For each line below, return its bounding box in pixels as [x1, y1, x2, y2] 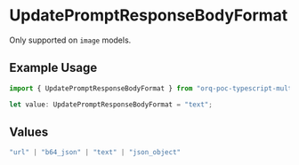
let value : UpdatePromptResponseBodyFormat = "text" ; [9, 99, 214, 109]
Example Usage [9, 60, 98, 75]
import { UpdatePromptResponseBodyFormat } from [9, 83, 193, 93]
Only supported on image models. [9, 35, 132, 45]
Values [9, 124, 49, 139]
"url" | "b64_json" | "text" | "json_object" [9, 148, 181, 157]
